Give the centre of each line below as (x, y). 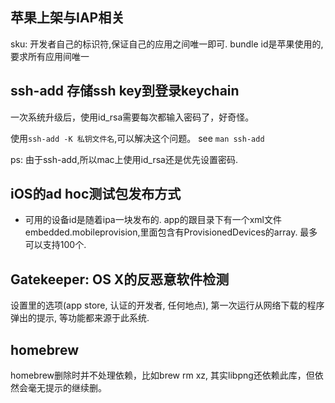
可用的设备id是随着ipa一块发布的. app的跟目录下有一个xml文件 (153, 220)
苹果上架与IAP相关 (67, 18)
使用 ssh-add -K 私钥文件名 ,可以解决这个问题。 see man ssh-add (137, 138)
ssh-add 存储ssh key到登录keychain (125, 91)
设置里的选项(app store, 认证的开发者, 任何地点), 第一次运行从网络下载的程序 (167, 305)
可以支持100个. (55, 245)
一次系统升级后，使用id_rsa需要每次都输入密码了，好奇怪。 (132, 117)
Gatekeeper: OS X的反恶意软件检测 (120, 279)
